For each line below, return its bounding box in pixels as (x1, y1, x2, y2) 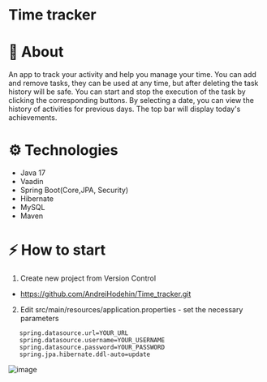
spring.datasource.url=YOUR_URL (19, 329, 129, 337)
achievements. (8, 113, 58, 122)
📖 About (8, 43, 64, 62)
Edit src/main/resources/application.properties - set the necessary (19, 305, 243, 314)
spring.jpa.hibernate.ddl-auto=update (19, 350, 151, 358)
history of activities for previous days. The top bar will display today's (8, 104, 241, 114)
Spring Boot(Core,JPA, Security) (19, 185, 129, 195)
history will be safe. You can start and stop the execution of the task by (8, 87, 246, 97)
